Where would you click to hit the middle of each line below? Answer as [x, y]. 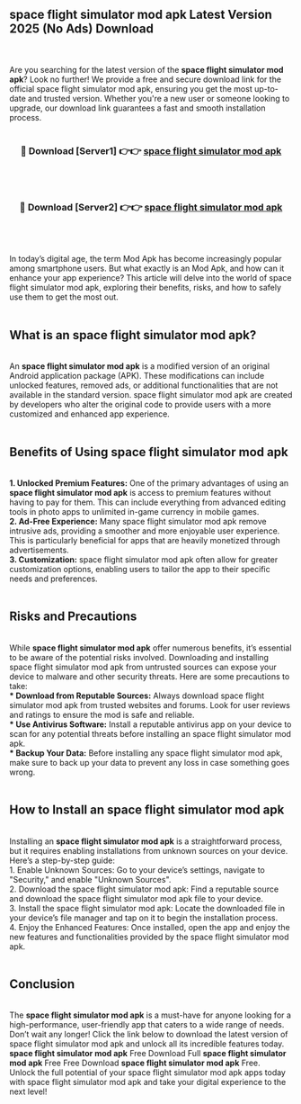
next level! [28, 1091]
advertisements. [39, 550]
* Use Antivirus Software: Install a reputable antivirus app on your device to [150, 724]
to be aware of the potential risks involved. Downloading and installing [139, 657]
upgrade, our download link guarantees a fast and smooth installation [138, 108]
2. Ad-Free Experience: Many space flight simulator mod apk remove [138, 522]
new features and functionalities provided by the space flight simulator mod [149, 937]
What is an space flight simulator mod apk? [133, 335]
